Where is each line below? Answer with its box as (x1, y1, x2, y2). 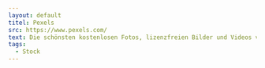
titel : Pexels (8, 19, 55, 27)
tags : (8, 41, 26, 48)
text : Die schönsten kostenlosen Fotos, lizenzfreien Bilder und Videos (8, 33, 252, 41)
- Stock (15, 48, 41, 55)
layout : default (8, 11, 62, 20)
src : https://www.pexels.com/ (8, 26, 108, 34)
